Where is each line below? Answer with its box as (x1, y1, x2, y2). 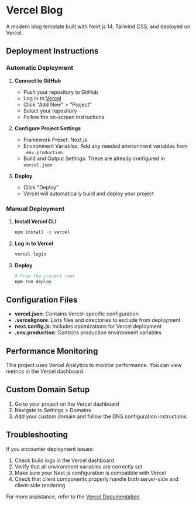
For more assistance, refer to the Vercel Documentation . (6, 493, 142, 500)
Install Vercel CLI (14, 218, 57, 225)
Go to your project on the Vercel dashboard (14, 400, 119, 407)
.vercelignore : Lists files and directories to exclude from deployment (14, 317, 181, 324)
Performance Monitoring (6, 346, 98, 356)
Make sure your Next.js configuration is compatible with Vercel (14, 469, 166, 476)
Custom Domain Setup (6, 385, 90, 395)
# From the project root (14, 273, 75, 279)
